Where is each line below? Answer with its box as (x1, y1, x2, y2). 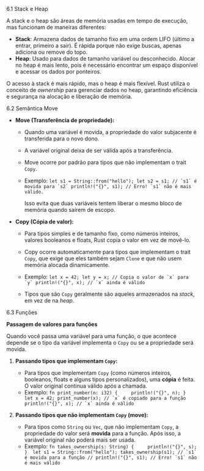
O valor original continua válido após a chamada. (24, 382, 148, 390)
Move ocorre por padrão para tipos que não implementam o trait (24, 159, 186, 166)
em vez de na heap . (24, 297, 75, 304)
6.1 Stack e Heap (6, 6, 49, 12)
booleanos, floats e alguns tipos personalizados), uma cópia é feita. (24, 376, 195, 383)
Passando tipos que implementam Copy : (15, 358, 118, 364)
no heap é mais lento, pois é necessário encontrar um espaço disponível (15, 61, 199, 69)
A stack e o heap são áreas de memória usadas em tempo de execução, (6, 17, 188, 24)
